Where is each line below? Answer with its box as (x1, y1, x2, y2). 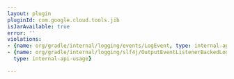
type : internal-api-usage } (13, 55, 92, 62)
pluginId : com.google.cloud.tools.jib (7, 17, 120, 24)
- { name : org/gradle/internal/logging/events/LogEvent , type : (7, 42, 192, 49)
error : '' (7, 29, 36, 37)
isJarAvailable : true (7, 23, 70, 30)
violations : (7, 36, 42, 43)
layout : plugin (7, 10, 52, 17)
